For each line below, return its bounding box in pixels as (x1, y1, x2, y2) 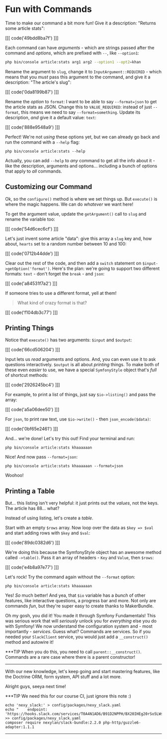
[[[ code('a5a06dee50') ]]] (5, 407, 60, 413)
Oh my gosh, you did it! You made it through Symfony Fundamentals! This (5, 613, 156, 619)
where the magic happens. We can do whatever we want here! (5, 201, 133, 207)
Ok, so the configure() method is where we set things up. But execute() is (5, 196, 158, 202)
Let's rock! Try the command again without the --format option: (5, 574, 135, 580)
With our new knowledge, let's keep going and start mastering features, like (5, 669, 160, 675)
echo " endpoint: (5, 707, 48, 712)
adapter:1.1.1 (5, 725, 35, 730)
